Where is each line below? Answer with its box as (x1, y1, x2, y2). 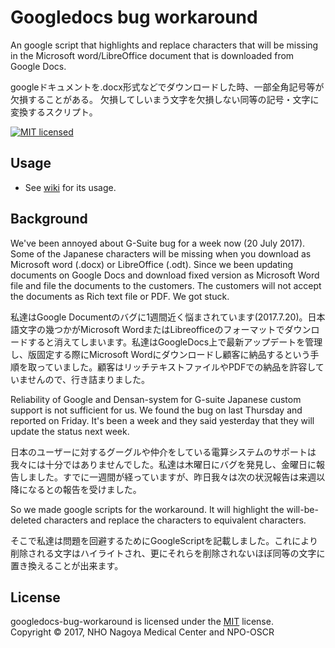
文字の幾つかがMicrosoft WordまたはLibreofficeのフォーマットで (18, 323, 285, 335)
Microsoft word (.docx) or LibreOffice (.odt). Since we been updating (10, 258, 294, 270)
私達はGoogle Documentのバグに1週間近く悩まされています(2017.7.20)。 (10, 311, 308, 323)
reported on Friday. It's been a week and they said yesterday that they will (10, 414, 315, 426)
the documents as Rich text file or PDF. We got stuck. (10, 290, 230, 302)
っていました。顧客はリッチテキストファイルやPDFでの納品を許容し (36, 361, 316, 373)
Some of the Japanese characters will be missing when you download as (10, 247, 312, 260)
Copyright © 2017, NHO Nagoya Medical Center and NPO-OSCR (10, 626, 275, 638)
